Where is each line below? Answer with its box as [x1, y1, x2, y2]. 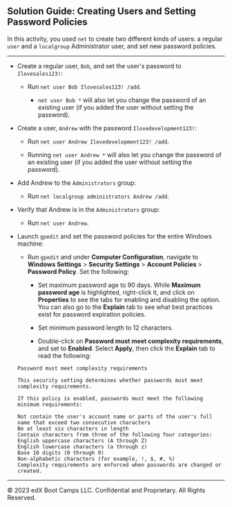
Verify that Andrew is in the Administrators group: [17, 205, 160, 213]
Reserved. [7, 493, 37, 501]
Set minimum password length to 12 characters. [37, 324, 174, 332]
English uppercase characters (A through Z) [17, 437, 148, 444]
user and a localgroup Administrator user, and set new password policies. [7, 41, 217, 50]
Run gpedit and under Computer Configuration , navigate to [27, 252, 199, 261]
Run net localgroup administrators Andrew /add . [27, 192, 169, 200]
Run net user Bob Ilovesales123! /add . [27, 82, 142, 90]
